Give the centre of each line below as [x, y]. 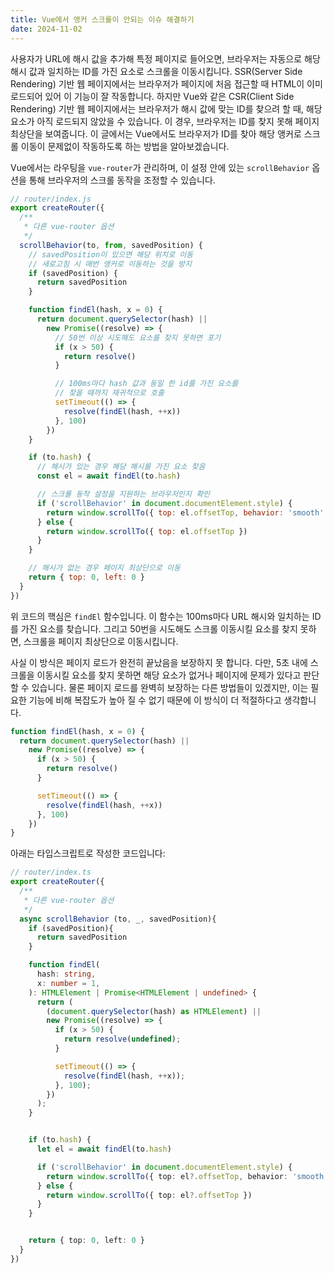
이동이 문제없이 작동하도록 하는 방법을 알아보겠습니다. [125, 146]
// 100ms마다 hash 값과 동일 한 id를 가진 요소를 [146, 384]
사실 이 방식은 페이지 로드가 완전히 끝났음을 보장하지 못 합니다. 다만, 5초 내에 [159, 662]
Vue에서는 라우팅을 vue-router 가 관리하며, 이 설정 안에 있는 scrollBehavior [160, 167]
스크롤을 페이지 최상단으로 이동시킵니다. [101, 641]
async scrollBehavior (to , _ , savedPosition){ [118, 919]
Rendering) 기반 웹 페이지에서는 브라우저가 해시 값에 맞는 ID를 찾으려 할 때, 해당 [166, 108]
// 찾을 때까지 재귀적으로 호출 [109, 393]
